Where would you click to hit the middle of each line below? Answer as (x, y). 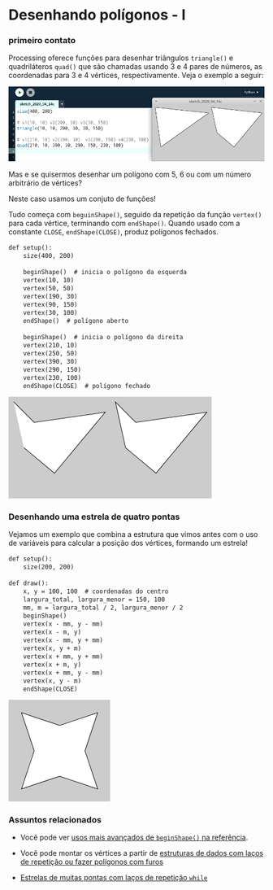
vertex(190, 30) (51, 296)
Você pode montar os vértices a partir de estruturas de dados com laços (142, 853)
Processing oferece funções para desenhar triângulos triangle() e (121, 58)
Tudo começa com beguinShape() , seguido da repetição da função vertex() (135, 214)
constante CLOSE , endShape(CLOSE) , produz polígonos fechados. (114, 231)
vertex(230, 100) (52, 377)
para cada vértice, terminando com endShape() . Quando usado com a (124, 223)
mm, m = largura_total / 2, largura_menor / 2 (103, 608)
